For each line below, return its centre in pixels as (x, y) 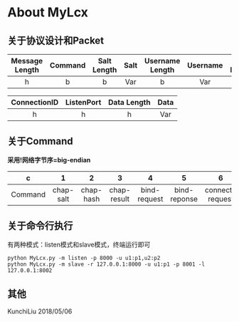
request (150, 199)
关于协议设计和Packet (56, 40)
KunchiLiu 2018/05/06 (40, 311)
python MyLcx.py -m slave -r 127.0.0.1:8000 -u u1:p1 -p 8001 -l (106, 264)
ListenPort (83, 102)
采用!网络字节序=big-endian (49, 160)
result (120, 199)
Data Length (129, 102)
